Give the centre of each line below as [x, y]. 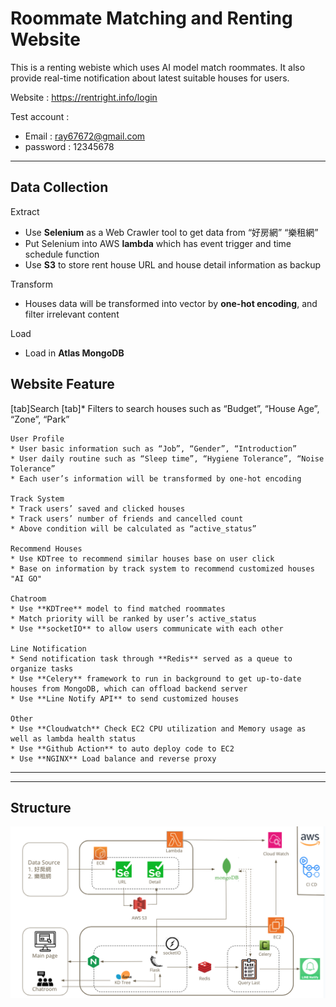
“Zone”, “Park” [40, 419]
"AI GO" [26, 578]
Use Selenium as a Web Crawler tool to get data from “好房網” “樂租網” [171, 232]
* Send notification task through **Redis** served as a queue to [151, 658]
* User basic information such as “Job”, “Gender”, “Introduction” [154, 448]
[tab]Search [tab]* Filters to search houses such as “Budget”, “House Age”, [165, 408]
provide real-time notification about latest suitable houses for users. [150, 78]
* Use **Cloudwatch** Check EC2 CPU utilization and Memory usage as [158, 728]
